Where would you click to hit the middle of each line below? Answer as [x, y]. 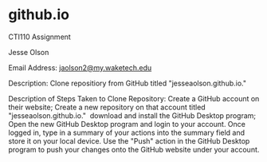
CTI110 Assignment [40, 37]
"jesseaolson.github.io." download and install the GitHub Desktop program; [132, 115]
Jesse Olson [29, 52]
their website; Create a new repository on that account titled [107, 107]
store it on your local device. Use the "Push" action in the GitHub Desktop [129, 140]
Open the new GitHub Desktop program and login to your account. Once [127, 124]
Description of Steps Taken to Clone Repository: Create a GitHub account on [134, 98]
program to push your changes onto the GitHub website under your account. [134, 149]
